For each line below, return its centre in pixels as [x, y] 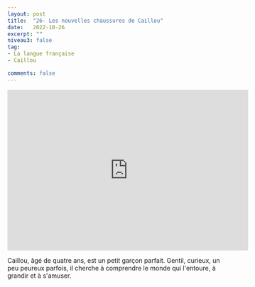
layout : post [27, 14]
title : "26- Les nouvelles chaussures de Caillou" [85, 21]
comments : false [31, 73]
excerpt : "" [25, 34]
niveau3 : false [30, 41]
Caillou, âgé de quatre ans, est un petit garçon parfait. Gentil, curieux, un [114, 260]
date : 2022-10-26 [36, 27]
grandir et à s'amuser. [39, 276]
